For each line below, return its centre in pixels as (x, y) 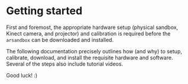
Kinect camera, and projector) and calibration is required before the (88, 33)
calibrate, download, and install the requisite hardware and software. (90, 57)
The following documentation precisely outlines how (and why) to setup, (94, 51)
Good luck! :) (22, 75)
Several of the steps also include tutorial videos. (64, 64)
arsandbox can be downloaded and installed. (60, 40)
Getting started (44, 11)
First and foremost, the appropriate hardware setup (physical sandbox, (92, 27)
